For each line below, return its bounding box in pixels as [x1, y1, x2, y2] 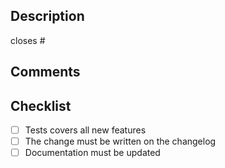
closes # [10, 34, 46, 46]
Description [10, 8, 85, 25]
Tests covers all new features [24, 124, 147, 136]
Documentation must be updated [24, 147, 161, 159]
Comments [10, 64, 81, 81]
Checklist [10, 97, 72, 114]
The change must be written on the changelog [24, 135, 217, 148]
